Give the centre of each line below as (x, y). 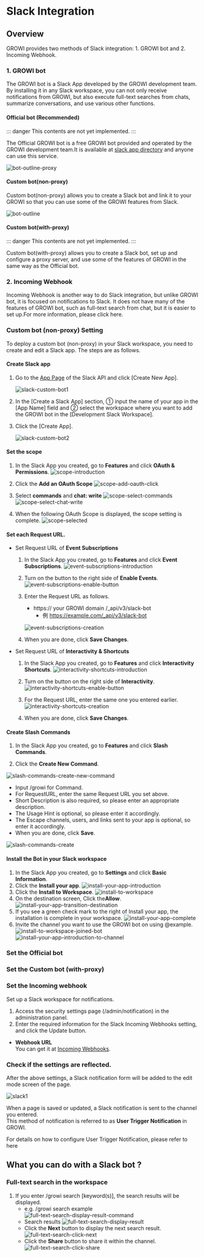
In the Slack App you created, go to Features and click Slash (92, 745)
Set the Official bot (34, 953)
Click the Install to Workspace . (55, 892)
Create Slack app (28, 364)
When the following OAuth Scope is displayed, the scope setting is (99, 513)
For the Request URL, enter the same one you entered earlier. (101, 700)
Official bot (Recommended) (43, 117)
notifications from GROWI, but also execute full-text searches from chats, (98, 97)
